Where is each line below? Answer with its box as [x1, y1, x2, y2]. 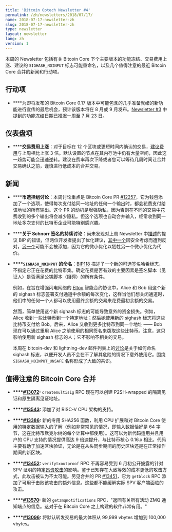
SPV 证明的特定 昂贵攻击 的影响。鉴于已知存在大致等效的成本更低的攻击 [12, 467, 163, 473]
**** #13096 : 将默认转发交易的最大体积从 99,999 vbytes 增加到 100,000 [12, 515, 166, 520]
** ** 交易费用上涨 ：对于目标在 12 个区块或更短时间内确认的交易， [12, 143, 150, 150]
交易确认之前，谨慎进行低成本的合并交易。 [12, 163, 103, 169]
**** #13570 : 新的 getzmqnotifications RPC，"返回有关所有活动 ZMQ [12, 497, 161, 503]
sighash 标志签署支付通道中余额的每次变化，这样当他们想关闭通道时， [18, 291, 167, 297]
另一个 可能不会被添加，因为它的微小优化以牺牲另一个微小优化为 [22, 244, 157, 250]
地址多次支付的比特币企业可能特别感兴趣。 [12, 219, 103, 226]
